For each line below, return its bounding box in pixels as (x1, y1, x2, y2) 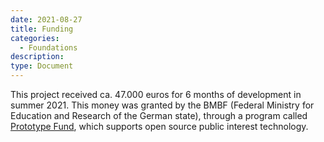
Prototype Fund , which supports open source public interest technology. (10, 121, 309, 132)
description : (10, 52, 65, 62)
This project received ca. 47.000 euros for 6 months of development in (10, 89, 302, 100)
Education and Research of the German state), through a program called (10, 110, 308, 121)
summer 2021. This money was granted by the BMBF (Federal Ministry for (10, 99, 315, 111)
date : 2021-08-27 (10, 14, 83, 25)
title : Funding (10, 24, 74, 34)
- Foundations (19, 42, 78, 53)
